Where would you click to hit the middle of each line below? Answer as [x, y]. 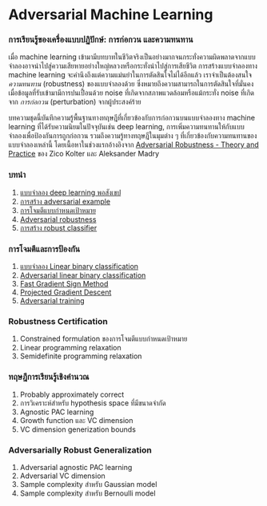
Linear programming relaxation [70, 348]
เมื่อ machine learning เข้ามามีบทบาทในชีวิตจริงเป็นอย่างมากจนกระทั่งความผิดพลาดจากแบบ [132, 57]
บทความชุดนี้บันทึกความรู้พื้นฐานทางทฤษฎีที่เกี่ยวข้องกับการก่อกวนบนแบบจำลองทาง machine [132, 118]
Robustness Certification [58, 321]
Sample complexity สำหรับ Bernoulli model [88, 493]
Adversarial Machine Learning [111, 15]
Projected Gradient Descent [66, 292]
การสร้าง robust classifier [58, 227]
